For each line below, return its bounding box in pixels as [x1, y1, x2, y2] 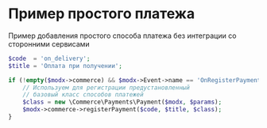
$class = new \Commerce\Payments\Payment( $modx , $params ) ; [22, 98, 222, 107]
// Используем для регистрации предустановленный [22, 84, 191, 92]
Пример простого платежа [8, 5, 195, 23]
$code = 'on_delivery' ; [8, 55, 91, 62]
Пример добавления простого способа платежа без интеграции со [8, 31, 237, 40]
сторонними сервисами [8, 39, 90, 48]
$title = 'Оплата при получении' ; [8, 62, 123, 70]
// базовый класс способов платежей [22, 91, 145, 99]
